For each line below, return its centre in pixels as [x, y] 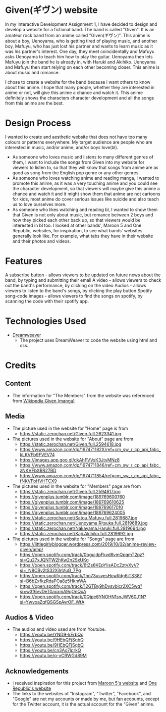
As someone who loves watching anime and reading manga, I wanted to [86, 178]
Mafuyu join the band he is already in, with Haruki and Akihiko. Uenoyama [81, 62]
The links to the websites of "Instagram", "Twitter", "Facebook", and [82, 694]
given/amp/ [31, 549]
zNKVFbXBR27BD [38, 470]
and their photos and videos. [41, 241]
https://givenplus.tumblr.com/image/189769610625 [72, 502]
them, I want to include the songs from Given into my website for [78, 162]
